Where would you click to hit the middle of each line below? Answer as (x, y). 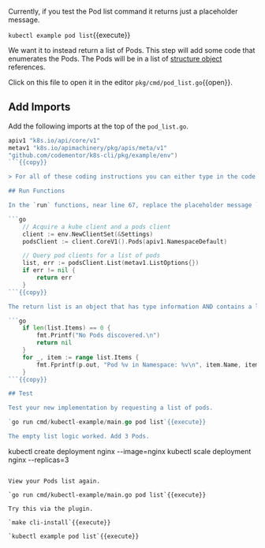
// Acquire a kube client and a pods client (97, 227)
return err (54, 278)
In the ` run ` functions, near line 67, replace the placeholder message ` (134, 205)
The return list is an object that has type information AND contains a (130, 307)
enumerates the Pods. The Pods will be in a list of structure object (115, 59)
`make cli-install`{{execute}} (60, 522)
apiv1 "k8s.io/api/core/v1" (54, 140)
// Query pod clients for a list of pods (91, 255)
